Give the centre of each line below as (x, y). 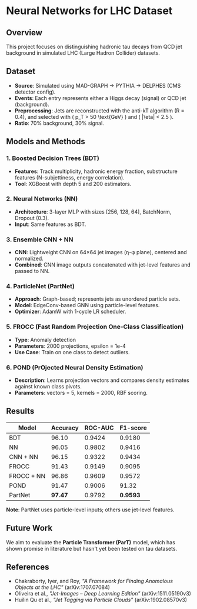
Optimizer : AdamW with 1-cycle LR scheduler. (70, 312)
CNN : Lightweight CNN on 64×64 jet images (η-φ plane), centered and (101, 252)
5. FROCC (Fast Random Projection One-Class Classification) (95, 327)
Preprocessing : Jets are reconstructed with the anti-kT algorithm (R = (99, 111)
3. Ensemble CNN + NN (40, 239)
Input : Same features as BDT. (50, 224)
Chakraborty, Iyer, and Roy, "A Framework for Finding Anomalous (94, 581)
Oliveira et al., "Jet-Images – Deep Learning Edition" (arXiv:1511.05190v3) (103, 594)
